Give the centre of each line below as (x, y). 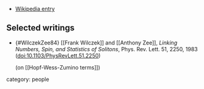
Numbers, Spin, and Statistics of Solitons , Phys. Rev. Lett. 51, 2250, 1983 (106, 49)
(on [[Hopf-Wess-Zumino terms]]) (58, 67)
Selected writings (40, 28)
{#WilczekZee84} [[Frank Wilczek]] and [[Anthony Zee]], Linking (96, 43)
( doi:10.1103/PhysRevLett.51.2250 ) (58, 55)
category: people (28, 79)
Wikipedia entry (35, 9)
